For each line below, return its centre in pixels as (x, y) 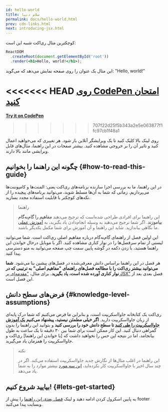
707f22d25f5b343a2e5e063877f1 (128, 125)
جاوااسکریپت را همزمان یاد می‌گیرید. (39, 341)
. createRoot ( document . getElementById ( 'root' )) (59, 57)
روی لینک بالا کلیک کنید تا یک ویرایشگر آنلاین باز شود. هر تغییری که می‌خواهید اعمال (82, 140)
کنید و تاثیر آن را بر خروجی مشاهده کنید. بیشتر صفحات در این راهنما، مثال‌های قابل (82, 145)
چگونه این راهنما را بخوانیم (42, 167)
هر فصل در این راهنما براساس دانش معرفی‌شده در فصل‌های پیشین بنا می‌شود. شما (83, 263)
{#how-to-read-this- (112, 167)
